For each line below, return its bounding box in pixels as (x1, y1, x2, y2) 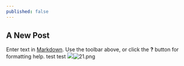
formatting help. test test (6, 53, 66, 60)
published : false (6, 8, 49, 15)
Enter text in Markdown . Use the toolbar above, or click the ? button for (6, 46, 179, 53)
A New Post (6, 31, 50, 41)
